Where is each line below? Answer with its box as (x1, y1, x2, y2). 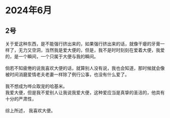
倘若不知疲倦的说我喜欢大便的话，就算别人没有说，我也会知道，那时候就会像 (5, 65, 165, 71)
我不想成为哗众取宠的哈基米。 (5, 83, 67, 89)
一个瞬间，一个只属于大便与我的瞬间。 (18, 54, 99, 59)
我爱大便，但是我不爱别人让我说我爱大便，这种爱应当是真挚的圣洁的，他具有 (5, 90, 165, 95)
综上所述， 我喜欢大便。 (5, 107, 56, 113)
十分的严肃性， (5, 96, 36, 102)
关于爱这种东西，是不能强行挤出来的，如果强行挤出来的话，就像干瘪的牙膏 (5, 41, 160, 47)
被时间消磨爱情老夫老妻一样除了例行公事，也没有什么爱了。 (5, 71, 130, 77)
